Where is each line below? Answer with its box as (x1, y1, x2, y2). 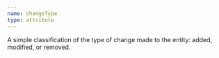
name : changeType (7, 10, 58, 17)
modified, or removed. (7, 43, 71, 51)
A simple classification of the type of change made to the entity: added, (7, 35, 213, 43)
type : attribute (7, 17, 54, 23)
